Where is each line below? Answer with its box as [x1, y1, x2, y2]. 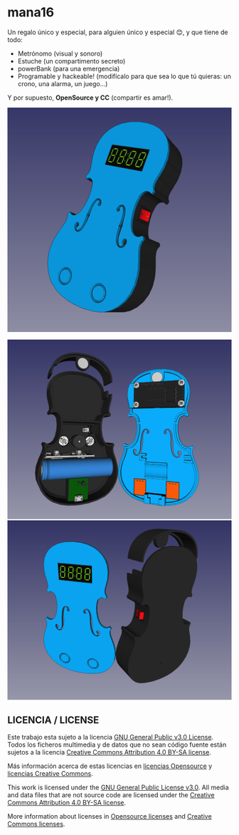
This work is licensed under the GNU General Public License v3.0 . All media [7, 783, 229, 792]
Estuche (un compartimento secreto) [17, 56, 126, 65]
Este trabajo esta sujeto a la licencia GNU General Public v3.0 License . [7, 732, 214, 741]
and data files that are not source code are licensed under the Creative [7, 790, 215, 799]
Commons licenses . [7, 819, 65, 828]
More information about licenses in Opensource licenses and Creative [7, 811, 212, 820]
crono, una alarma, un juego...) [17, 79, 108, 88]
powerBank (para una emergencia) [17, 64, 120, 73]
